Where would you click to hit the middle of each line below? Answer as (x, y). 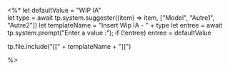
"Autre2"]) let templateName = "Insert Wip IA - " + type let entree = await (115, 25)
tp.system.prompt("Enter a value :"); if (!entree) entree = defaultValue (110, 33)
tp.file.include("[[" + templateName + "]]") (69, 46)
